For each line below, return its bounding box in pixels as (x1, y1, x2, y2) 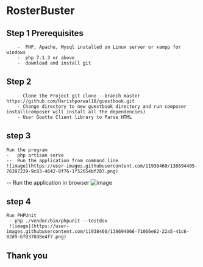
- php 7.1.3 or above (17, 55, 75, 61)
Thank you (6, 251, 48, 261)
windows (6, 49, 26, 55)
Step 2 (6, 77, 32, 87)
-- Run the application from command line (6, 157, 119, 163)
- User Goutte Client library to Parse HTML (17, 114, 132, 120)
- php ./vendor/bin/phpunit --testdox (9, 218, 108, 224)
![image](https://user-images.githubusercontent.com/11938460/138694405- (6, 163, 198, 169)
